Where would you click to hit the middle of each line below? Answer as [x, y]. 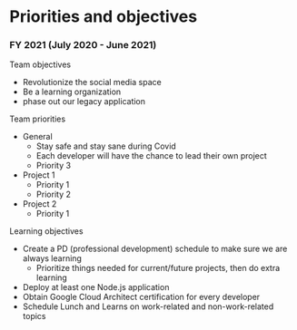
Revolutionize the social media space [92, 82]
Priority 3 [53, 166]
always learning [52, 258]
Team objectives [40, 64]
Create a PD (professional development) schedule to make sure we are [155, 249]
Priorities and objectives [104, 17]
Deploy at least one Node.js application [96, 287]
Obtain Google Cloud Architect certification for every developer [141, 297]
